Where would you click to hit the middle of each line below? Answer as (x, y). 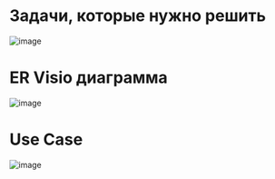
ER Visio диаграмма (88, 78)
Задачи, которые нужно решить (137, 16)
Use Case (46, 139)
